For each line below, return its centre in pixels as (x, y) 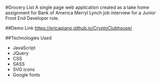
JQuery (21, 53)
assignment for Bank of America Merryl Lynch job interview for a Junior (80, 13)
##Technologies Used (29, 38)
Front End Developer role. (32, 18)
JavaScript (24, 48)
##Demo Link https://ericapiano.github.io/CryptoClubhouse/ (69, 28)
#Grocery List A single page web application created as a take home (77, 7)
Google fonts (26, 75)
